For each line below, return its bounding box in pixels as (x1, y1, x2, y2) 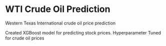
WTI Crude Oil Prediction (5, 3, 110, 15)
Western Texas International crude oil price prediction (5, 20, 116, 26)
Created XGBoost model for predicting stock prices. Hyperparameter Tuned (5, 29, 161, 35)
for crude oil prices (5, 35, 44, 41)
